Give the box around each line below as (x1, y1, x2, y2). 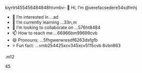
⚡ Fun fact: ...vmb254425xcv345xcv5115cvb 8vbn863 (12, 43, 121, 49)
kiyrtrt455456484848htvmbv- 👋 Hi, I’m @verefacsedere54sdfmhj (5, 5, 138, 10)
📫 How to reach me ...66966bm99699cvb (12, 30, 98, 36)
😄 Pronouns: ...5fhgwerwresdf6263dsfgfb (12, 37, 98, 43)
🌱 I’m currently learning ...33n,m (12, 20, 77, 25)
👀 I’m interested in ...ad (12, 14, 59, 20)
